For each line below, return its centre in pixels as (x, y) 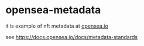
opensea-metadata (53, 10)
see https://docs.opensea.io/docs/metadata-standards (72, 37)
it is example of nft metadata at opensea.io (57, 26)
